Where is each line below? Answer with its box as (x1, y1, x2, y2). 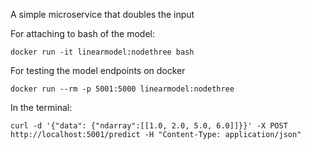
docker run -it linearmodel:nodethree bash (10, 47, 195, 57)
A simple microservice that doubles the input (10, 9, 195, 20)
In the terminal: (10, 102, 73, 113)
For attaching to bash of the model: (10, 28, 155, 39)
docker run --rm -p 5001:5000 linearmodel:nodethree (10, 84, 235, 94)
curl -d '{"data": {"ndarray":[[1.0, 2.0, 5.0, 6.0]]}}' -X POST (10, 121, 288, 131)
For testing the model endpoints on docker (10, 65, 186, 76)
